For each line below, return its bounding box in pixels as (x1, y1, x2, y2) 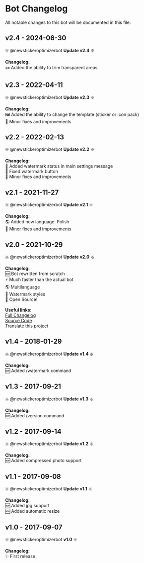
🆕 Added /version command (5, 412, 65, 418)
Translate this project (5, 323, 49, 329)
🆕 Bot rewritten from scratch (5, 271, 66, 277)
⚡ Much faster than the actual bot (5, 277, 73, 282)
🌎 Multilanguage (5, 284, 40, 290)
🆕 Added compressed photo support (5, 458, 82, 464)
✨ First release (5, 553, 36, 560)
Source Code (5, 318, 32, 323)
